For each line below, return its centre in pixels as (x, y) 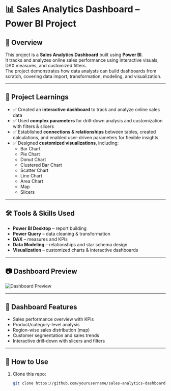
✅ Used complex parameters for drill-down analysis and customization (88, 120)
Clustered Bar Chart (41, 165)
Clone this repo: (29, 374)
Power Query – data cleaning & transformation (62, 233)
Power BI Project (41, 24)
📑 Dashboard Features (41, 307)
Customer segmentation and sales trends (56, 335)
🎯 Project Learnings (37, 97)
